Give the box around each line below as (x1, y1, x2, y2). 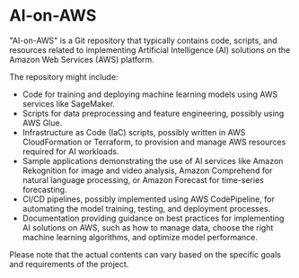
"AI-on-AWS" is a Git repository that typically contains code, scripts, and (9, 35, 278, 46)
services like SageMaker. (22, 98, 115, 109)
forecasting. (22, 184, 67, 195)
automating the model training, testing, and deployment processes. (22, 203, 271, 213)
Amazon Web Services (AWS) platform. (9, 54, 154, 65)
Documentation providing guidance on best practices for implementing (22, 213, 285, 223)
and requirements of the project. (9, 258, 129, 269)
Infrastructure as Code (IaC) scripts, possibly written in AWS (22, 126, 246, 137)
